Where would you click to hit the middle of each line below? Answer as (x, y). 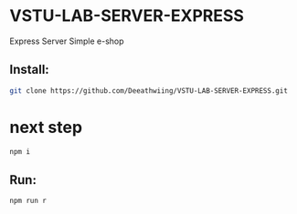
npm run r (28, 201)
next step (46, 127)
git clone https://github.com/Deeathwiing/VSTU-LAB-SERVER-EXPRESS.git (148, 91)
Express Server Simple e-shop (67, 41)
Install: (30, 70)
